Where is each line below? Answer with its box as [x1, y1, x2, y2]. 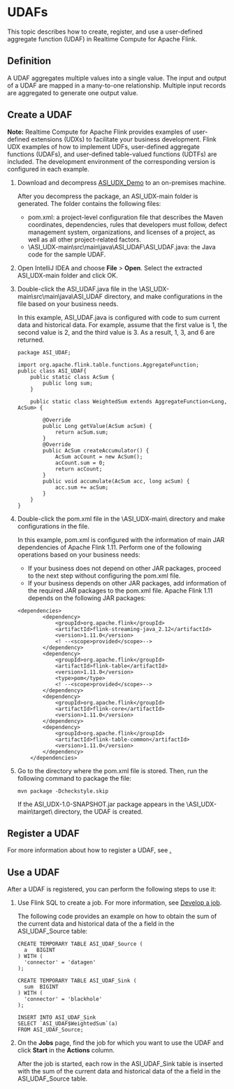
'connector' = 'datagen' [24, 959, 96, 966]
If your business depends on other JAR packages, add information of [27, 578, 227, 587]
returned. [17, 335, 45, 344]
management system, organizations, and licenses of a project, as [27, 228, 215, 236]
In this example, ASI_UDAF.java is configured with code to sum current [17, 313, 221, 321]
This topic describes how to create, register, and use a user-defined [7, 27, 203, 36]
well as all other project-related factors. [27, 235, 142, 244]
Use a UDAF [7, 866, 60, 878]
